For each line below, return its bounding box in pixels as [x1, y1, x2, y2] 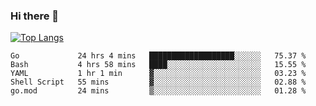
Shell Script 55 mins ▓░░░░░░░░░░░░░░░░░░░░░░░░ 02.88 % [10, 77, 307, 88]
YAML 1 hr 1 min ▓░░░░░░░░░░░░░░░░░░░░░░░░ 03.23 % [10, 69, 307, 79]
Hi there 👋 [10, 9, 60, 23]
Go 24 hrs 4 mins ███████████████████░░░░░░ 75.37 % [10, 51, 307, 61]
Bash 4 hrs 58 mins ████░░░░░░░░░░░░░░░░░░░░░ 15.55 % [10, 60, 307, 70]
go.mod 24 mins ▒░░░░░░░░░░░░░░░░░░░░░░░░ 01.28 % [10, 86, 307, 96]
